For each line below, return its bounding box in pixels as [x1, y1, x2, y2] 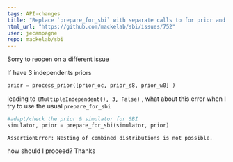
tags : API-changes [7, 10, 61, 17]
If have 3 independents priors [7, 69, 92, 77]
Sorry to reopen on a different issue [7, 55, 110, 63]
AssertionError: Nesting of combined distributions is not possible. [7, 134, 214, 141]
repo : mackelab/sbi [7, 36, 64, 43]
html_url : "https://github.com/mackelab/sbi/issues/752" [7, 23, 176, 30]
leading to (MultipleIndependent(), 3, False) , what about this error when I [7, 95, 226, 103]
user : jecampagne [7, 29, 58, 37]
